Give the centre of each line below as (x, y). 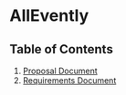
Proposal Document (60, 71)
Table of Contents (62, 49)
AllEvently (49, 16)
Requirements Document (69, 81)
